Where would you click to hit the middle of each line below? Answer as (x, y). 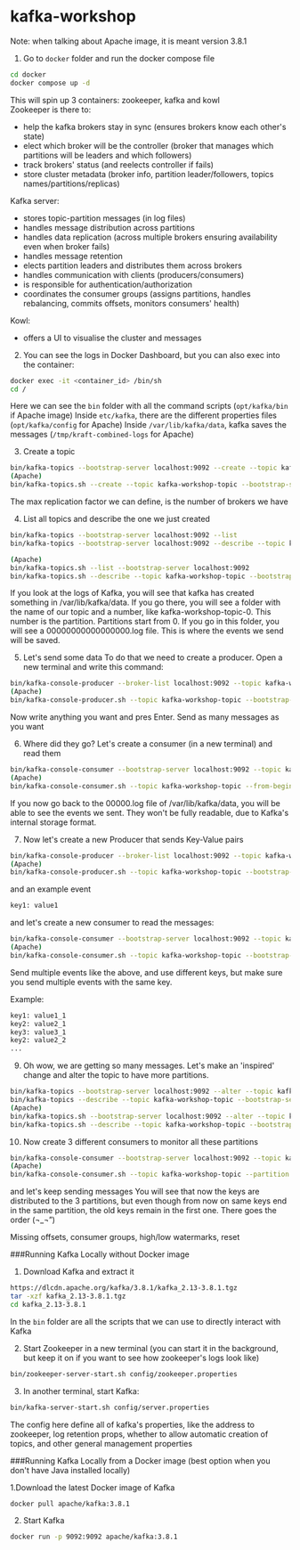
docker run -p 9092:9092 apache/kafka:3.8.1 (94, 1537)
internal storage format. (53, 822)
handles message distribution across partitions (109, 227)
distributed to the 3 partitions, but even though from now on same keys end (149, 1201)
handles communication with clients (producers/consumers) (134, 274)
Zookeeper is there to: (51, 110)
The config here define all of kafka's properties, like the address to (133, 1424)
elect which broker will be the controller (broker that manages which (148, 145)
